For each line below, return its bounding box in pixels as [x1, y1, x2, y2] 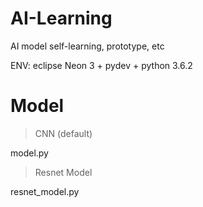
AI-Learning [10, 7, 113, 30]
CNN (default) [34, 127, 93, 139]
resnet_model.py [10, 185, 80, 197]
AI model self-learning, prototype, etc [10, 40, 165, 52]
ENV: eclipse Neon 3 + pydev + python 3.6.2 [10, 59, 193, 71]
